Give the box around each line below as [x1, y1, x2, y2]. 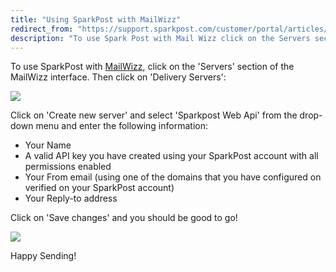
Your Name [24, 139, 72, 151]
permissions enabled [24, 161, 112, 173]
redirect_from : [10, 24, 74, 34]
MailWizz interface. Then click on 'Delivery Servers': [10, 71, 227, 83]
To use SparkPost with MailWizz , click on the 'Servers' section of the [10, 61, 295, 73]
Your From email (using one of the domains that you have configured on [24, 171, 322, 183]
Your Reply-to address [24, 192, 118, 205]
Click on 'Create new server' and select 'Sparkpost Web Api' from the [10, 109, 298, 121]
